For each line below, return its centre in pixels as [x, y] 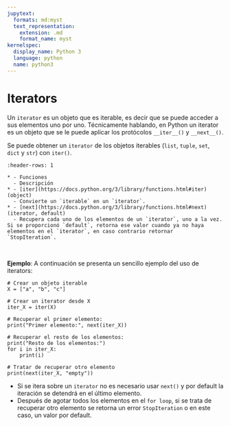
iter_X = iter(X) [32, 307]
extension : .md [41, 33]
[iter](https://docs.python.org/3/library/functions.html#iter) [113, 189]
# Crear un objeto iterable [47, 283]
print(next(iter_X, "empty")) [50, 373]
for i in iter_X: [32, 349]
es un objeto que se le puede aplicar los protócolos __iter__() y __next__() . [115, 132]
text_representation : [44, 26]
